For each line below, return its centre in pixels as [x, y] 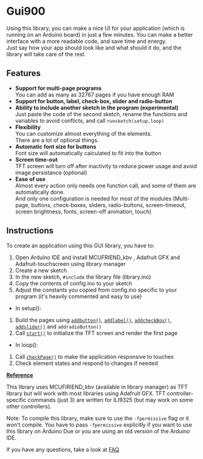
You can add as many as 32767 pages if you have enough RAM [95, 94]
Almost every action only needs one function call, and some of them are [105, 185]
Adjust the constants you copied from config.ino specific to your [96, 290]
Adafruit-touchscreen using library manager [70, 263]
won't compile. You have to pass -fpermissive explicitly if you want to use [99, 424]
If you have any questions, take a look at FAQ [63, 449]
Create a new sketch [41, 270]
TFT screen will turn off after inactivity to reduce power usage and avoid [106, 166]
